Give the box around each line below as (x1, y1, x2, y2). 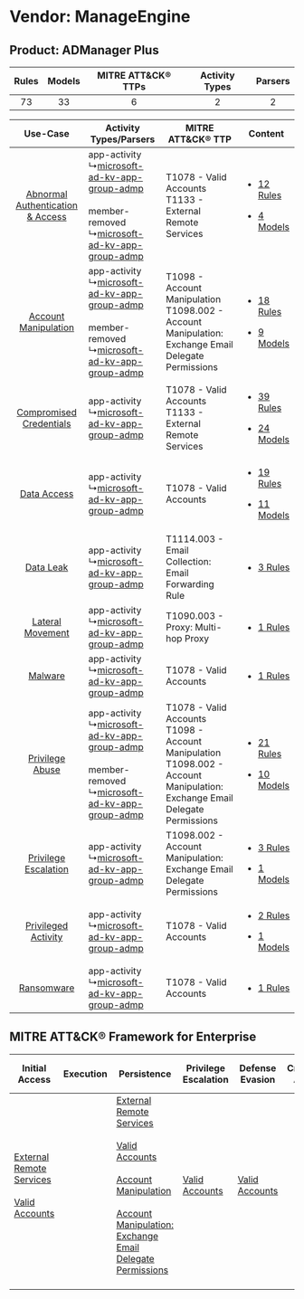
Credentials (22, 418, 71, 430)
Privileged (25, 920, 69, 932)
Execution (62, 1067, 108, 1080)
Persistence (119, 1067, 172, 1080)
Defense (239, 1061, 277, 1074)
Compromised (16, 406, 77, 418)
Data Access (19, 488, 74, 499)
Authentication (15, 199, 79, 212)
